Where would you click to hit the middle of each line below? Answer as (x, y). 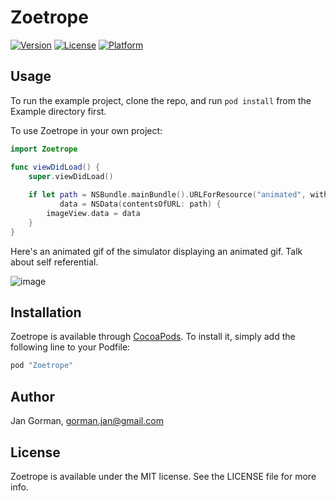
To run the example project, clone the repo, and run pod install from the (161, 100)
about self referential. (54, 262)
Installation (46, 312)
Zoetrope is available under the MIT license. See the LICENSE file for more (163, 476)
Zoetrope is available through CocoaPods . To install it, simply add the (153, 337)
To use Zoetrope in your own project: (86, 130)
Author (32, 396)
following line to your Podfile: (70, 347)
